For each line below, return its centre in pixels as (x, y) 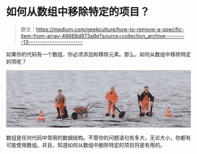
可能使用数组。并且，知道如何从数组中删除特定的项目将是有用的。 (86, 145)
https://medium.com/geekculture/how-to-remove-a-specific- (110, 29)
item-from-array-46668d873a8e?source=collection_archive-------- (102, 36)
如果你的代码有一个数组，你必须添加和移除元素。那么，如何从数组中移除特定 (98, 54)
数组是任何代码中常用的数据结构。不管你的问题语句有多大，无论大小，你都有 (98, 138)
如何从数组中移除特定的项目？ (78, 12)
